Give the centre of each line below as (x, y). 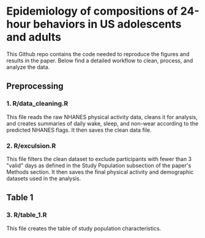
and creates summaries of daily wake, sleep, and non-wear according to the (102, 123)
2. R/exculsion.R (31, 146)
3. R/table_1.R (27, 215)
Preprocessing (35, 86)
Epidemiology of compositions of (92, 11)
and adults (34, 37)
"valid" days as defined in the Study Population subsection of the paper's (99, 165)
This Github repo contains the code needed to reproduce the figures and (98, 54)
